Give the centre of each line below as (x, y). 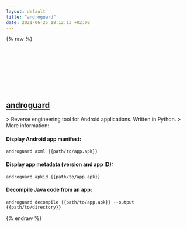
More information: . (29, 126)
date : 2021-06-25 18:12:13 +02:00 (48, 22)
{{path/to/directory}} (34, 207)
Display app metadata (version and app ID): (60, 164)
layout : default (26, 11)
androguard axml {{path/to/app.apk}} (52, 151)
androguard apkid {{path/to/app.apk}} (53, 177)
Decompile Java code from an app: (49, 190)
